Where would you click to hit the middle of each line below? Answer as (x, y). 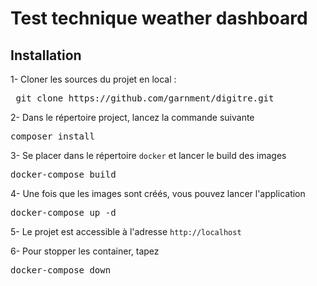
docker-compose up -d (63, 212)
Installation (46, 55)
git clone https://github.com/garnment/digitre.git (145, 98)
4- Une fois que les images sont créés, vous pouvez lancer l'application (158, 193)
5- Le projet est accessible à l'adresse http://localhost (126, 231)
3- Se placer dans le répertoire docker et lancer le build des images (148, 155)
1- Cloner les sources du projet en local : (93, 79)
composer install (52, 136)
